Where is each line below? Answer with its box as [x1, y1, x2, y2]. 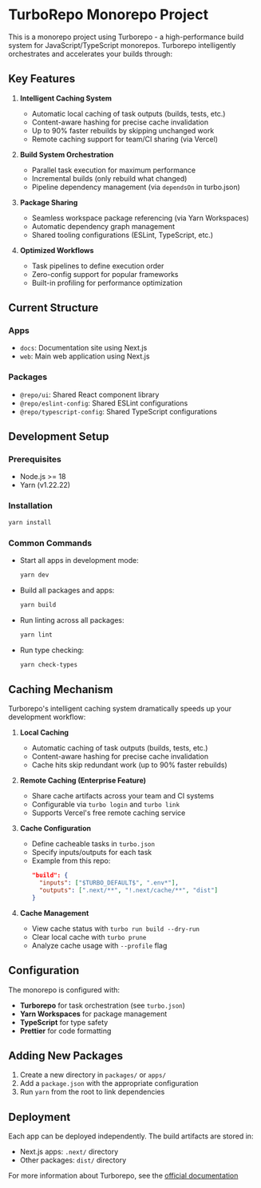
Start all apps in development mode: [19, 555, 140, 564]
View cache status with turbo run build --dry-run [31, 924, 200, 933]
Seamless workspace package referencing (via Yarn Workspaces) [31, 213, 250, 223]
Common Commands [8, 537, 93, 548]
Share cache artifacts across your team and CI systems [31, 791, 214, 801]
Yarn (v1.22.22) [19, 481, 70, 490]
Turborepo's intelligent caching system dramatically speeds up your [8, 704, 232, 714]
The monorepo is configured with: [8, 984, 121, 995]
